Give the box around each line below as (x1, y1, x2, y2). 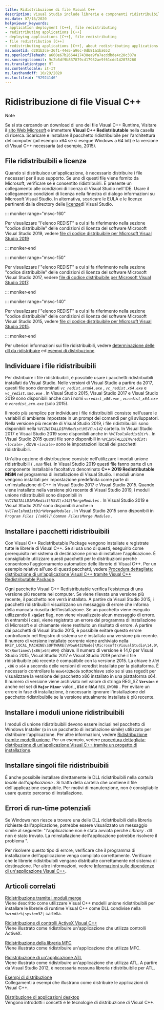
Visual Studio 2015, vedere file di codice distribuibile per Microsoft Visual (5, 318, 152, 324)
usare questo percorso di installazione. (5, 790, 83, 795)
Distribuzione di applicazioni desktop (5, 994, 80, 1000)
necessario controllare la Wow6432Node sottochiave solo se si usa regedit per (5, 668, 156, 674)
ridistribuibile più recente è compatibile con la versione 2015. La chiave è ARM (5, 658, 159, 664)
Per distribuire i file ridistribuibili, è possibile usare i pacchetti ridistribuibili (5, 375, 153, 381)
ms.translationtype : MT (5, 62, 54, 66)
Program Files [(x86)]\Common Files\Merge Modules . (5, 513, 113, 519)
